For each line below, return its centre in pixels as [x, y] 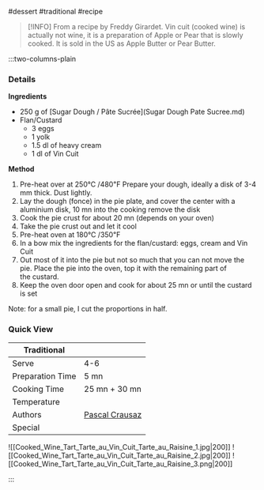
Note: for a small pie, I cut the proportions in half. [88, 309]
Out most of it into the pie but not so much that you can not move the [132, 260]
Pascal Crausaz [113, 414]
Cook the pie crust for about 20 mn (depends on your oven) [117, 218]
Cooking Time [38, 389]
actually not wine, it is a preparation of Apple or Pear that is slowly [135, 35]
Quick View [31, 330]
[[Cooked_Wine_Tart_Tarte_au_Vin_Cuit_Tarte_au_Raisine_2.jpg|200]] [119, 455]
